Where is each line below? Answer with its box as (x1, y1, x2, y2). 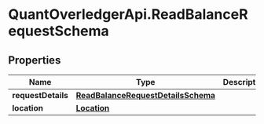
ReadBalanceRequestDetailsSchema (75, 90, 216, 100)
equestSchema (8, 22, 110, 40)
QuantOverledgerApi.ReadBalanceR (8, 5, 249, 24)
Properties (8, 53, 61, 67)
